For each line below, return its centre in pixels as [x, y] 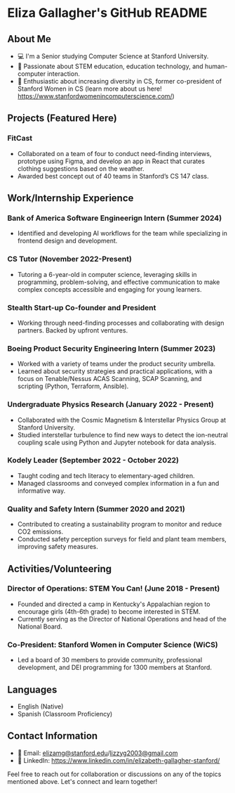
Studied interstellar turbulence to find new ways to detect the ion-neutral [122, 434]
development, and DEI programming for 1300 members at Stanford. [115, 668]
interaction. [64, 74]
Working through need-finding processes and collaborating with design [121, 323]
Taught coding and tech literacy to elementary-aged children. [106, 475]
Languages [32, 689]
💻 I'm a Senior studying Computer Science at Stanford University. [113, 56]
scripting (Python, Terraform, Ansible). [73, 386]
